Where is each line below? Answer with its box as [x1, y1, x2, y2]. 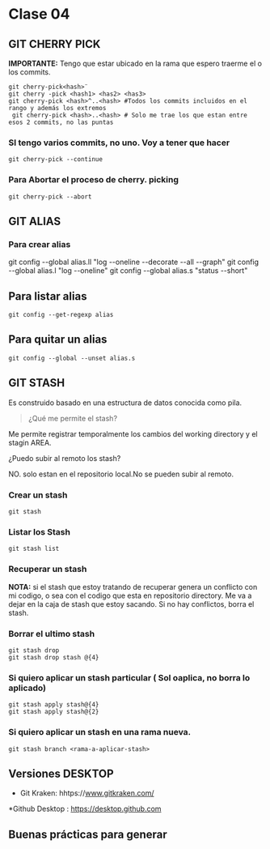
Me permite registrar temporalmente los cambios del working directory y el [8, 429, 258, 438]
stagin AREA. [8, 437, 52, 447]
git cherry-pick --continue [8, 156, 103, 164]
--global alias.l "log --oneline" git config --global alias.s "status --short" [8, 266, 248, 275]
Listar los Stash [8, 526, 71, 537]
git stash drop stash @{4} [8, 653, 99, 661]
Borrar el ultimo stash [8, 628, 95, 639]
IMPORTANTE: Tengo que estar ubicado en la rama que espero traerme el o [8, 58, 263, 68]
